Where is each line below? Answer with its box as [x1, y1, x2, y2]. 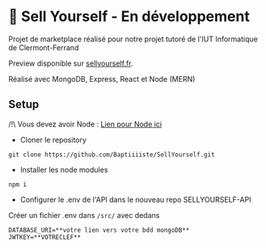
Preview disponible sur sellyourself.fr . [8, 58, 133, 68]
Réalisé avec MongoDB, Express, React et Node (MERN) [8, 74, 196, 83]
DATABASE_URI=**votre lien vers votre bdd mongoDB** [8, 226, 190, 234]
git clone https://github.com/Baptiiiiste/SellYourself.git [8, 150, 216, 159]
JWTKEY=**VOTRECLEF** [8, 233, 82, 242]
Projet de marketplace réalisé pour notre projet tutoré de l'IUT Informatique [8, 34, 259, 44]
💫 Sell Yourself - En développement [8, 7, 251, 26]
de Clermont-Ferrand [8, 42, 79, 52]
